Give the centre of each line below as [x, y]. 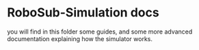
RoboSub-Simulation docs [83, 13]
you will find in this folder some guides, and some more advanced [100, 32]
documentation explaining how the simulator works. [80, 38]
